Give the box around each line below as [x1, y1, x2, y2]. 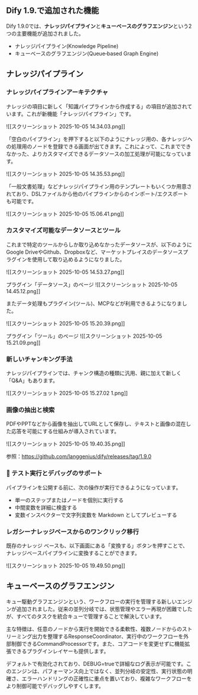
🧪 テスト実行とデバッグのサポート [6, 469, 102, 478]
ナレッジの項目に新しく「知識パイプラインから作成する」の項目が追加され [6, 103, 187, 110]
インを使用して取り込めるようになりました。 [16, 255, 125, 262]
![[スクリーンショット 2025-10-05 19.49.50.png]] [6, 562, 125, 569]
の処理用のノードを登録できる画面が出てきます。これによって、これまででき [6, 143, 191, 150]
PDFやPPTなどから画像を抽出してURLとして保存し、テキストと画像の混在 [6, 420, 186, 428]
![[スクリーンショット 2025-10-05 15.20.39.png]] [6, 319, 125, 327]
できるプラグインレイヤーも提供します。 [11, 648, 109, 655]
